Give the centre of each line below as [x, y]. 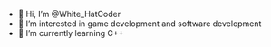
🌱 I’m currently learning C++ [71, 33]
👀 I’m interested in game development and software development [140, 23]
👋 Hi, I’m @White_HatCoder [69, 14]
